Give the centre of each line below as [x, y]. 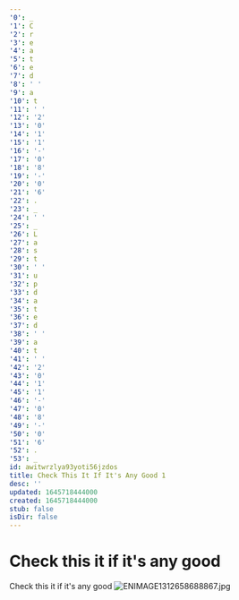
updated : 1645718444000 [54, 492]
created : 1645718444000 [54, 501]
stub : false [31, 509]
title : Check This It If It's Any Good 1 [88, 476]
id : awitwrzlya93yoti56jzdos [64, 467]
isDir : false [34, 517]
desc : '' [26, 484]
